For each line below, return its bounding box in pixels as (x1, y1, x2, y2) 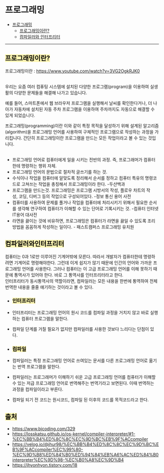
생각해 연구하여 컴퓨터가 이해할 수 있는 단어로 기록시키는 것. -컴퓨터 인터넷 (17, 205, 159, 211)
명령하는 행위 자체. (21, 162, 57, 169)
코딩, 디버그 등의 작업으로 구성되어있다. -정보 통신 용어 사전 (19, 193, 131, 199)
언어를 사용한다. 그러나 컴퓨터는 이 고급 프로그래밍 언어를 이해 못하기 (21, 266, 152, 271)
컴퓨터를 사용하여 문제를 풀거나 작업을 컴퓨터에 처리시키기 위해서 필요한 (12, 199, 148, 205)
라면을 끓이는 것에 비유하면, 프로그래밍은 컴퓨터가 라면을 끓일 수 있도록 (12, 218, 146, 224)
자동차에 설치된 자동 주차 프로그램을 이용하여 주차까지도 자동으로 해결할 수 (14, 106, 155, 112)
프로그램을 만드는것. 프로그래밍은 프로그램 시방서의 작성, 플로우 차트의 (12, 187, 145, 193)
